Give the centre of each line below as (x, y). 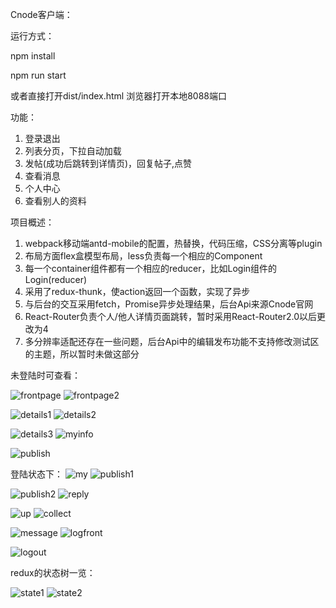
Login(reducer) (56, 279)
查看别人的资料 (55, 201)
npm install (33, 56)
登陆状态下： (36, 474)
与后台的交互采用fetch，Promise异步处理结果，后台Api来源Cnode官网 (169, 304)
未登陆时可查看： (45, 375)
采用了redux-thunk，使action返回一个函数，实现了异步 (137, 291)
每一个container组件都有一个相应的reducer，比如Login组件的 (151, 268)
